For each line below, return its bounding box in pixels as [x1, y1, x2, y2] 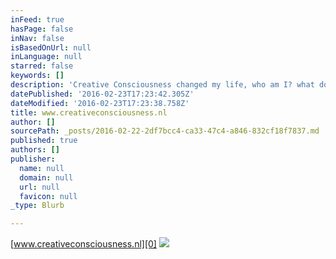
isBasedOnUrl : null [10, 42, 92, 53]
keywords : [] [10, 71, 65, 81]
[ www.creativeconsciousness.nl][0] [10, 238, 157, 250]
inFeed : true [10, 14, 65, 25]
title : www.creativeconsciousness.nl [10, 107, 168, 118]
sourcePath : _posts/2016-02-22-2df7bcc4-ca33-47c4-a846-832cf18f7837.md [10, 126, 320, 136]
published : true [10, 136, 78, 146]
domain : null [19, 172, 74, 183]
